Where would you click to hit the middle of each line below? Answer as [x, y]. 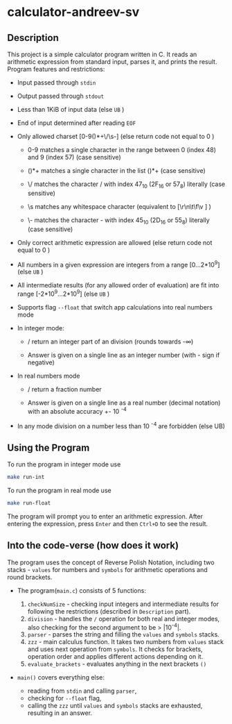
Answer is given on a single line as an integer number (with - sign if [124, 355]
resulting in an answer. [60, 713]
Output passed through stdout [61, 96]
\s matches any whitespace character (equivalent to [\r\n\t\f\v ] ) [119, 206]
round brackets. [30, 577]
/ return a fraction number [64, 389]
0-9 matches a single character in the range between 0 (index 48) [122, 150]
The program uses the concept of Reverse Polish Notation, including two [111, 562]
